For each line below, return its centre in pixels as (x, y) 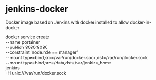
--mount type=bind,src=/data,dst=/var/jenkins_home (58, 63)
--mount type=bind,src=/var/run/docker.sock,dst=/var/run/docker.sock (77, 57)
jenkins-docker (37, 9)
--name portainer (23, 42)
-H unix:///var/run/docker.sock (36, 73)
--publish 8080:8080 (27, 47)
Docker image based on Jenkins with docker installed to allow (67, 22)
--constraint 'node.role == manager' (42, 52)
